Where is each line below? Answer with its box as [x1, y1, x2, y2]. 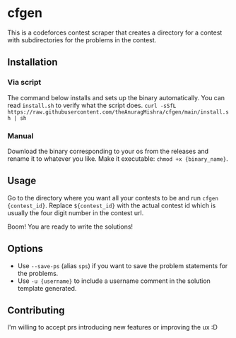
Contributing [7, 304, 65, 316]
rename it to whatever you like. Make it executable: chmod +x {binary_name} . [7, 154, 228, 163]
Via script [7, 78, 42, 87]
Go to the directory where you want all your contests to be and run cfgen [7, 193, 219, 202]
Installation [7, 56, 58, 68]
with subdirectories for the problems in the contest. [7, 35, 157, 44]
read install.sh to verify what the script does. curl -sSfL [7, 101, 177, 109]
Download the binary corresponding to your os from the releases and [7, 147, 209, 155]
